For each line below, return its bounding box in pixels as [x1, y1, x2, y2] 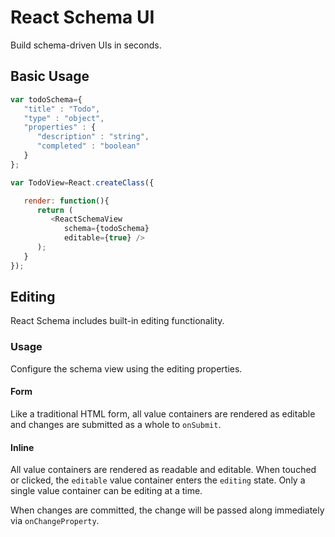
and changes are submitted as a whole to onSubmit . [10, 418, 222, 430]
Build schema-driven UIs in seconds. [10, 39, 162, 51]
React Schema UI [10, 6, 155, 29]
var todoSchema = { [10, 94, 83, 105]
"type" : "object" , [23, 113, 105, 123]
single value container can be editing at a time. [10, 485, 203, 497]
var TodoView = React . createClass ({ [10, 177, 155, 188]
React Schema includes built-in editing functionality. [10, 315, 225, 327]
